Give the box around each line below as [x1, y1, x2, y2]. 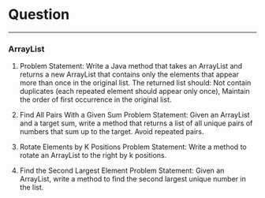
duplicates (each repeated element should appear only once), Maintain [19, 87, 250, 96]
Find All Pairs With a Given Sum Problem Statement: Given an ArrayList [19, 110, 250, 120]
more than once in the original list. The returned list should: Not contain [19, 78, 252, 88]
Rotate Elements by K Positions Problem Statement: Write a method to [19, 142, 247, 151]
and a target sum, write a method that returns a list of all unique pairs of [19, 118, 253, 128]
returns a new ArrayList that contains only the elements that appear [19, 69, 239, 80]
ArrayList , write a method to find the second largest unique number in [19, 174, 246, 184]
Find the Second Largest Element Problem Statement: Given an [19, 166, 225, 175]
